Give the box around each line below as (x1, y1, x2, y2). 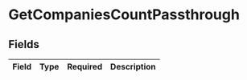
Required (67, 62, 103, 72)
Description (109, 62, 157, 72)
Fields (8, 38, 40, 51)
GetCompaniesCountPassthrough (8, 6, 240, 24)
